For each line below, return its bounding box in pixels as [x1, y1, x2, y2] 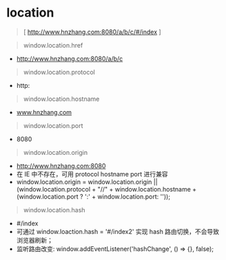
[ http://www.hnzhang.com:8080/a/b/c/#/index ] [23, 28, 161, 36]
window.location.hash [23, 205, 85, 214]
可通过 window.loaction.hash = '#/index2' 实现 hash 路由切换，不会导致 [16, 227, 220, 236]
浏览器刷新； [16, 236, 53, 244]
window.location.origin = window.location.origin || [16, 178, 158, 186]
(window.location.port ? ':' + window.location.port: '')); [16, 192, 170, 201]
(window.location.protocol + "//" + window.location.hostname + [16, 185, 197, 193]
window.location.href [23, 41, 83, 49]
